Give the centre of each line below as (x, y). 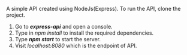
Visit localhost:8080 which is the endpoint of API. (76, 45)
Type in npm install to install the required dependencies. (84, 33)
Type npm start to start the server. (58, 39)
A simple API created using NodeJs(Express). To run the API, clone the (93, 9)
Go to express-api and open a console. (64, 27)
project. (16, 15)
